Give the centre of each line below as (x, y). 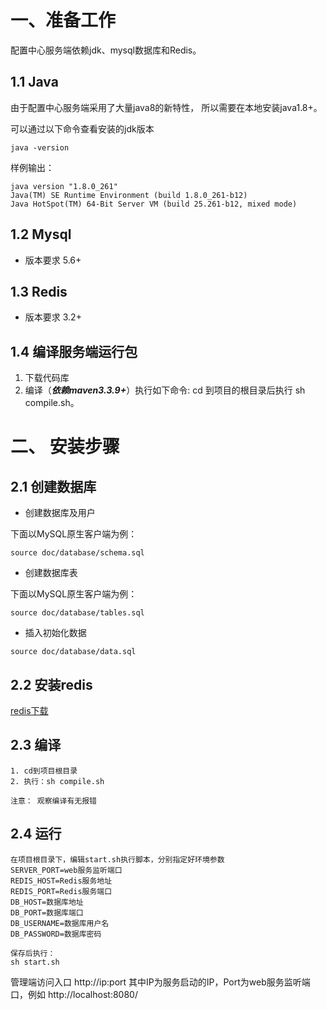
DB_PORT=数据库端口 (47, 912)
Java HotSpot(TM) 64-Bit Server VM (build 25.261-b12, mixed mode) (154, 204)
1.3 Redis (39, 291)
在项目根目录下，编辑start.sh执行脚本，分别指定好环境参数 (117, 859)
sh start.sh (35, 962)
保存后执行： (33, 953)
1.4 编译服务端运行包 (74, 351)
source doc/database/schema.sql (77, 553)
